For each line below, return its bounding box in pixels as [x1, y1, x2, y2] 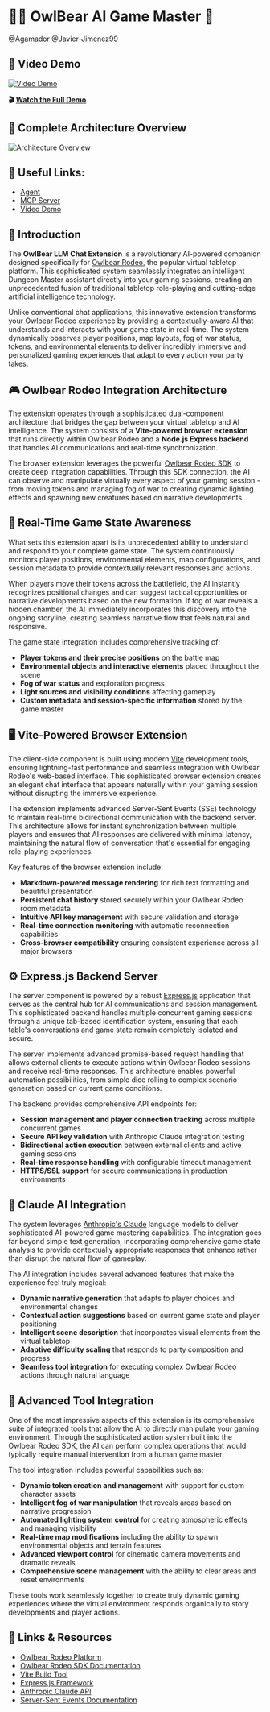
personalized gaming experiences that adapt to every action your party [8, 350, 243, 360]
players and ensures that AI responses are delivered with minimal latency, [8, 829, 252, 839]
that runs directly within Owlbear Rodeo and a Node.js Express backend [8, 434, 249, 444]
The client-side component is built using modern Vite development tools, [8, 753, 250, 764]
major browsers [19, 946, 72, 955]
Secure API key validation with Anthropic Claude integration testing [19, 1132, 245, 1142]
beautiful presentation [19, 886, 94, 896]
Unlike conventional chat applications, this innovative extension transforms [8, 308, 256, 317]
